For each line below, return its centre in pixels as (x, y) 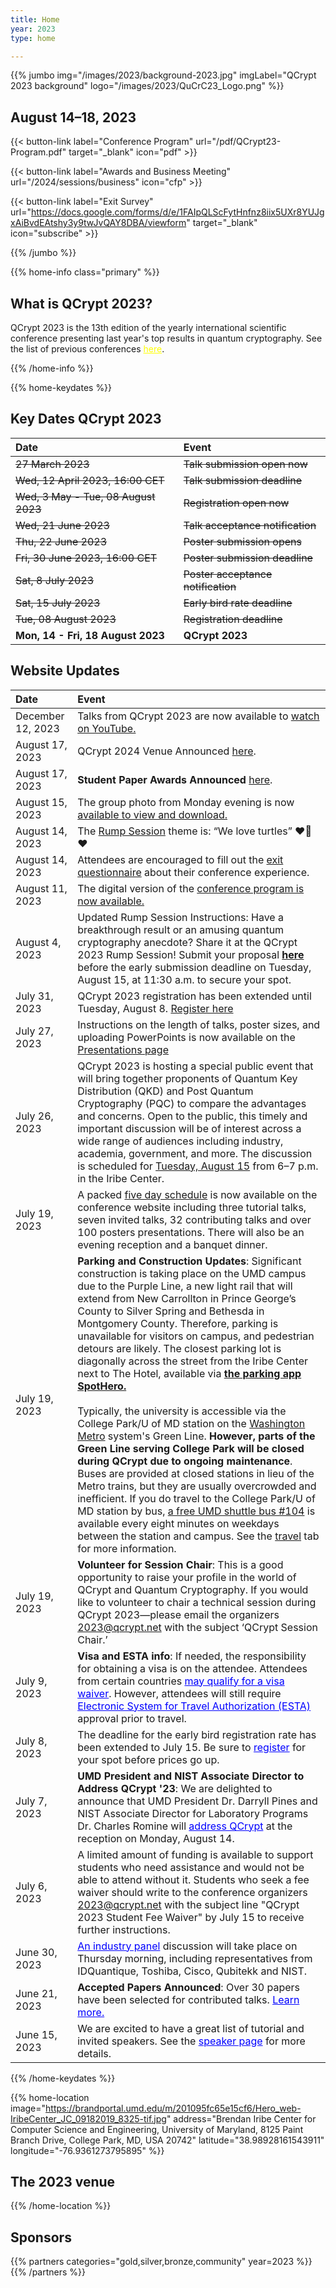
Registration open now (236, 503)
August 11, (41, 888)
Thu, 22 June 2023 (61, 541)
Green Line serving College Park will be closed (191, 1448)
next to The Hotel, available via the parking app (189, 1373)
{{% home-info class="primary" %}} (85, 272)
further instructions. (124, 1929)
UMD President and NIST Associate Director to (191, 1776)
